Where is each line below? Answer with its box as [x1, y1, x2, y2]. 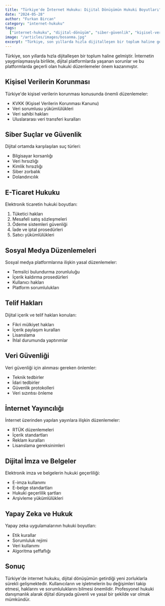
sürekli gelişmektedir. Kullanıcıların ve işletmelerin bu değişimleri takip [5, 580, 146, 586]
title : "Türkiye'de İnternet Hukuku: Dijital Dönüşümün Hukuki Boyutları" [5, 7, 162, 12]
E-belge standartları [12, 485, 53, 491]
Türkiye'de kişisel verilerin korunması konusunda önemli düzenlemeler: [5, 91, 148, 97]
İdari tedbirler [12, 379, 40, 385]
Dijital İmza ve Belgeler [5, 457, 77, 465]
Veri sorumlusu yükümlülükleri [12, 106, 74, 112]
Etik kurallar [12, 532, 36, 538]
